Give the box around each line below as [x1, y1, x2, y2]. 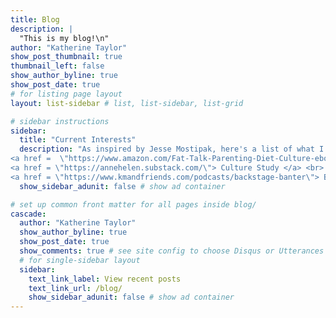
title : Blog [10, 14, 60, 25]
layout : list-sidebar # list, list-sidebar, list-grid [10, 98, 244, 108]
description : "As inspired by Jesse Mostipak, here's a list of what [19, 144, 315, 155]
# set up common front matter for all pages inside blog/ [10, 199, 257, 210]
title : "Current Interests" [19, 135, 137, 145]
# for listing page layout [10, 89, 123, 99]
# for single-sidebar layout [19, 255, 141, 265]
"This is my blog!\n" [19, 33, 110, 43]
